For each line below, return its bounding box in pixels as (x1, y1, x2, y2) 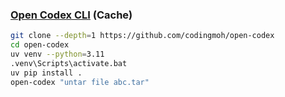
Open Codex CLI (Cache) (10, 8, 133, 22)
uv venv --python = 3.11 (10, 49, 105, 60)
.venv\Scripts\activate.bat (10, 58, 128, 68)
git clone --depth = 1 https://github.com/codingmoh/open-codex (10, 31, 275, 41)
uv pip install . (10, 68, 83, 78)
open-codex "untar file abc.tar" (10, 77, 150, 87)
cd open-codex (10, 40, 70, 50)
